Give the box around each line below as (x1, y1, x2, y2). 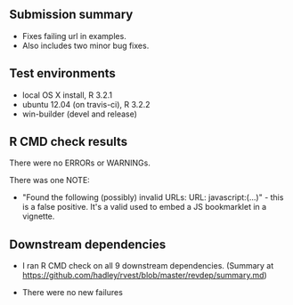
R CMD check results (9, 134, 128, 149)
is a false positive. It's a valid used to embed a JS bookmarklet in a (21, 202, 267, 213)
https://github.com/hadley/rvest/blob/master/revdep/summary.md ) (21, 270, 267, 281)
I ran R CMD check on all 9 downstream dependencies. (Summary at (21, 261, 274, 271)
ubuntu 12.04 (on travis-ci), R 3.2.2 (21, 99, 151, 109)
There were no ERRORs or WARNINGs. (9, 157, 151, 168)
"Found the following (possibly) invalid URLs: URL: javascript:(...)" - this (21, 192, 284, 203)
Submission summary (9, 7, 134, 22)
